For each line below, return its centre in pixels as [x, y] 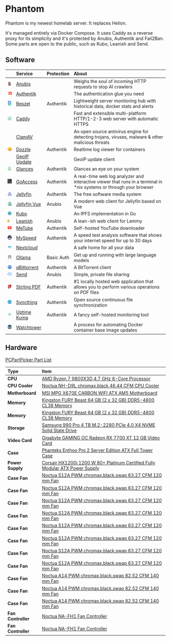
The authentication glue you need [109, 94]
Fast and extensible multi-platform [110, 114]
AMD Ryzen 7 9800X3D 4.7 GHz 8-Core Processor [96, 379]
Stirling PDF [28, 287]
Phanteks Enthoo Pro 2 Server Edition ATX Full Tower [97, 450]
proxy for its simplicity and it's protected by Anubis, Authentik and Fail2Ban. [85, 38]
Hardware [21, 348]
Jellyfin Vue [28, 204]
